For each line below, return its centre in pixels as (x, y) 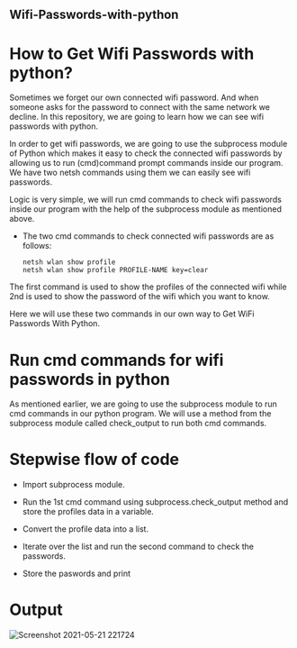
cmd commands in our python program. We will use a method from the (140, 414)
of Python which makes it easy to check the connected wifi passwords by (146, 153)
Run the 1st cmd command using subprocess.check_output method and (155, 502)
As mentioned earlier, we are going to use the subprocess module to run (143, 404)
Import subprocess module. (74, 485)
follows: (37, 246)
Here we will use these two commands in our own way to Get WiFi (132, 314)
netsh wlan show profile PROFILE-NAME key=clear (115, 270)
